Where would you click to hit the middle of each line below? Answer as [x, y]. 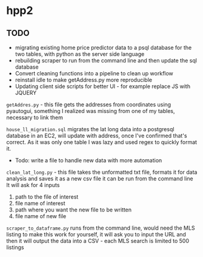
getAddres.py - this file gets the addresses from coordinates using [89, 105]
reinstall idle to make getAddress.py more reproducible [84, 80]
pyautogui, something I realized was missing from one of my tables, [91, 111]
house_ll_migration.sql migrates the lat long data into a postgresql [90, 129]
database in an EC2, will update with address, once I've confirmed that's [97, 135]
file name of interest [40, 203]
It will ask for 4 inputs [33, 185]
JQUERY [26, 93]
